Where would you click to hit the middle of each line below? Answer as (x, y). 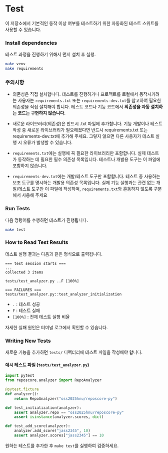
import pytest (20, 376)
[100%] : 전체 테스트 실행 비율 (41, 317)
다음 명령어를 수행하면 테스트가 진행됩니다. (47, 220)
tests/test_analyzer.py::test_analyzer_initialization (63, 294)
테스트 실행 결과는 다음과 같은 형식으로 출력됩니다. (54, 254)
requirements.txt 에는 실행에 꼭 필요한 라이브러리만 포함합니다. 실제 (79, 153)
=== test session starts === (35, 263)
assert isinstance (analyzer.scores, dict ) (59, 417)
